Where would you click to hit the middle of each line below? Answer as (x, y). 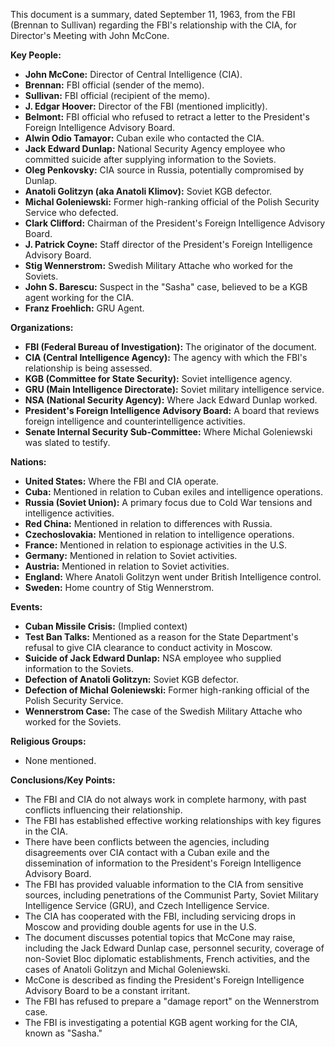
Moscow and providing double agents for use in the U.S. (140, 927)
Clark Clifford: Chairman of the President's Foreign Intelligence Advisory (175, 223)
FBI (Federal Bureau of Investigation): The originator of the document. (170, 347)
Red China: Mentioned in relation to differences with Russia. (148, 523)
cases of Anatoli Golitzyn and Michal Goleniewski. (127, 969)
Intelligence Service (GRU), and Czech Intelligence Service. (147, 905)
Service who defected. (71, 212)
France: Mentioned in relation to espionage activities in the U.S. (155, 545)
